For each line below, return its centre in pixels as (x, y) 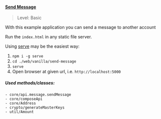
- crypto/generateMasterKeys (35, 108)
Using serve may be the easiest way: (42, 46)
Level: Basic (29, 18)
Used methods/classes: (30, 83)
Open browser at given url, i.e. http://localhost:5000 (67, 72)
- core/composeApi (24, 99)
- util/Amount (20, 112)
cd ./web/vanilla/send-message (44, 61)
